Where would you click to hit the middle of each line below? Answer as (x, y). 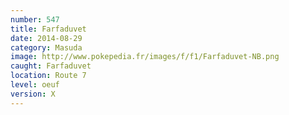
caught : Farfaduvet (51, 66)
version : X (33, 94)
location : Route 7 (48, 76)
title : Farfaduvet (48, 29)
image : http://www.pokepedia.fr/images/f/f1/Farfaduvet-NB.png (145, 57)
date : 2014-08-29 (46, 38)
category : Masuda (46, 47)
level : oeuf (35, 85)
